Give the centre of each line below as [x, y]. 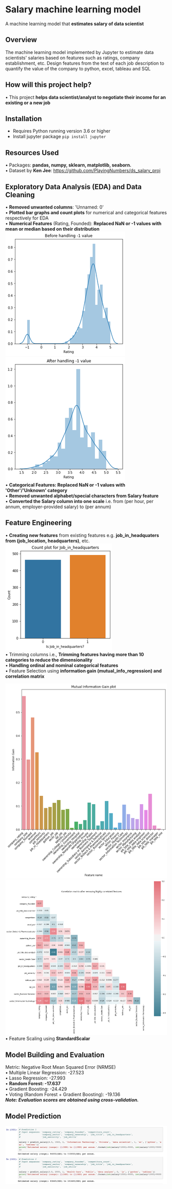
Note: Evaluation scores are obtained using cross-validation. [72, 1100]
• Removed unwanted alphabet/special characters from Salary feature [82, 496]
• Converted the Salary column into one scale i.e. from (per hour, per [80, 501]
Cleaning [20, 194]
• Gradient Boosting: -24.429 [36, 1089]
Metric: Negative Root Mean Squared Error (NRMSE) [61, 1067]
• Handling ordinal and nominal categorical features [62, 665]
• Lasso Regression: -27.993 [35, 1078]
